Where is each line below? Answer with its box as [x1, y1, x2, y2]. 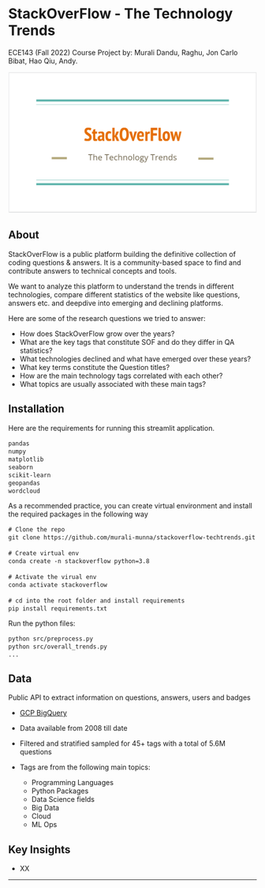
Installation [8, 402, 65, 416]
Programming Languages [31, 778, 114, 788]
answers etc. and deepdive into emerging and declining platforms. [8, 298, 223, 308]
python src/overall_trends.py [8, 642, 108, 651]
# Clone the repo [8, 525, 65, 534]
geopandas [8, 479, 41, 487]
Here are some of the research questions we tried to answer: [8, 313, 207, 323]
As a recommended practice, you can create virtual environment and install [8, 501, 252, 510]
